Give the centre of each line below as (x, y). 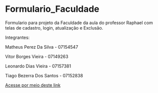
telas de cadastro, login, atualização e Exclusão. (54, 28)
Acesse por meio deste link (33, 85)
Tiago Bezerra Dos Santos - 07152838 (44, 75)
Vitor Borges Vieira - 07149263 (37, 56)
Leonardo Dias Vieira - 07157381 (38, 66)
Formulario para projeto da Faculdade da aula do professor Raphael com (79, 23)
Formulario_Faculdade (52, 9)
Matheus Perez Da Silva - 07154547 (42, 47)
